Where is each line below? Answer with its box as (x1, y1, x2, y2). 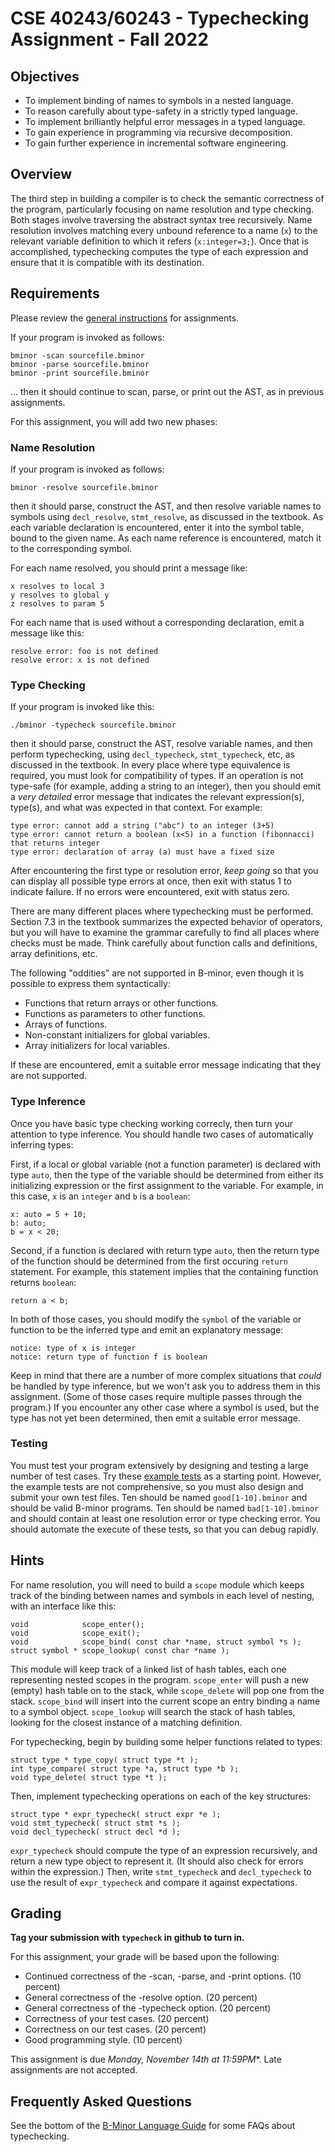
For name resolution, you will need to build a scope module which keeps (10, 1578, 305, 1591)
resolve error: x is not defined (10, 655, 150, 665)
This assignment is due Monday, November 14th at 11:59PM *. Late (10, 2053, 282, 2066)
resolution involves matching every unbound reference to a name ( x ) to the (10, 224, 318, 236)
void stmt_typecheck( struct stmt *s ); (10, 1818, 182, 1828)
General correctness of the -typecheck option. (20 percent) (24, 2002, 272, 2014)
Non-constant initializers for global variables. (24, 1029, 211, 1041)
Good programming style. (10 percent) (24, 2034, 183, 2046)
